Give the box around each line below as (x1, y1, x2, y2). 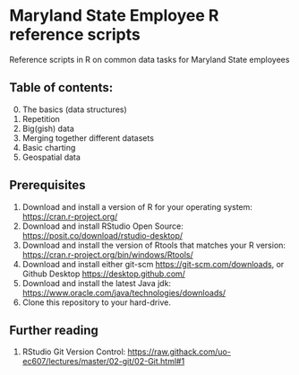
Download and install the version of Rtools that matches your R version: (21, 240, 286, 250)
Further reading (9, 322, 98, 337)
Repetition (21, 113, 61, 124)
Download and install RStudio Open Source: (21, 221, 184, 231)
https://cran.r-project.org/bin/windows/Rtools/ (21, 249, 194, 260)
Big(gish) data (21, 123, 74, 134)
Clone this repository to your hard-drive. (21, 297, 172, 308)
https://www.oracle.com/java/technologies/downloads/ (21, 287, 226, 298)
